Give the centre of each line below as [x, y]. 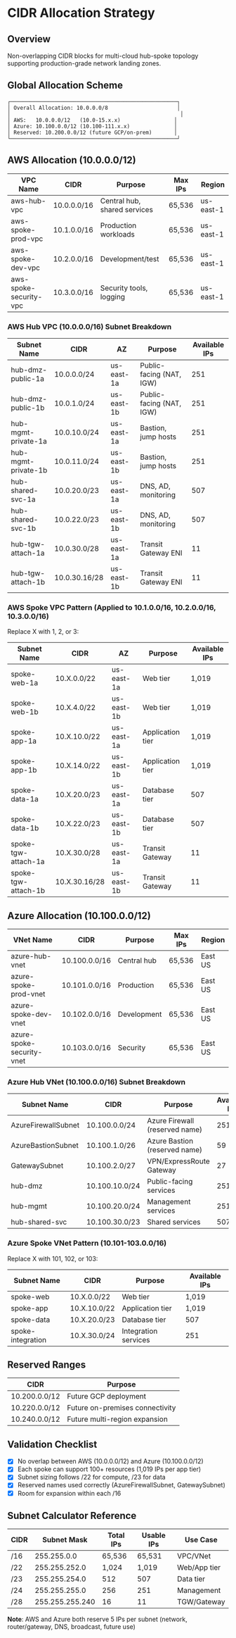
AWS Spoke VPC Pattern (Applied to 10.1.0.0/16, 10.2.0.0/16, [112, 607]
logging [112, 296]
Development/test [130, 258]
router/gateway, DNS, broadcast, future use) [71, 1627]
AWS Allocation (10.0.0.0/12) [72, 160]
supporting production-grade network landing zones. [84, 63]
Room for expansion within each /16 [69, 1493]
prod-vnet [28, 994]
